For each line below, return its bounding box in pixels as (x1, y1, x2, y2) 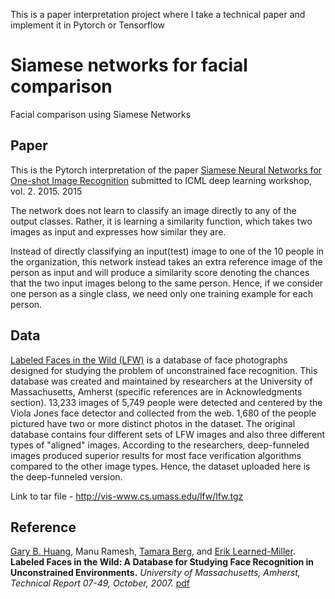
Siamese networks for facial (10, 54, 248, 77)
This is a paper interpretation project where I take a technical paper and (10, 9, 306, 20)
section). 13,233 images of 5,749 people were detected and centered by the (10, 396, 323, 408)
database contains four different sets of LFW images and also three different (10, 428, 326, 440)
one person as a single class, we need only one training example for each (10, 287, 314, 299)
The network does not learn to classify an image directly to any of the (10, 204, 297, 216)
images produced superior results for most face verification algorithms (10, 449, 302, 461)
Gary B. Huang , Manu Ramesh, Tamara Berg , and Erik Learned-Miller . (10, 545, 296, 558)
